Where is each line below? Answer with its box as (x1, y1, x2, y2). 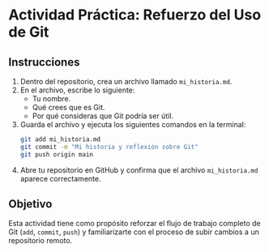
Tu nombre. (32, 94, 71, 103)
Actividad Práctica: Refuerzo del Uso (8, 6, 262, 24)
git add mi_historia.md (19, 135, 101, 143)
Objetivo (8, 197, 53, 211)
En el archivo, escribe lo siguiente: (19, 85, 135, 95)
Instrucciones (8, 55, 80, 69)
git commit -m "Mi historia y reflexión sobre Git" (19, 143, 199, 151)
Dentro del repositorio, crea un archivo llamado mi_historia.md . (19, 77, 233, 86)
